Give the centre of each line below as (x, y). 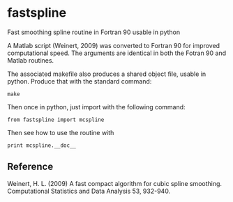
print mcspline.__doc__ (42, 145)
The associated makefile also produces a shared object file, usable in (107, 74)
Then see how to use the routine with (61, 132)
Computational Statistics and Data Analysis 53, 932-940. (89, 191)
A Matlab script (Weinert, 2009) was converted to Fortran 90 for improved (114, 45)
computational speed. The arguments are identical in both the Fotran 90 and (117, 53)
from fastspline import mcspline (56, 120)
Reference (30, 167)
